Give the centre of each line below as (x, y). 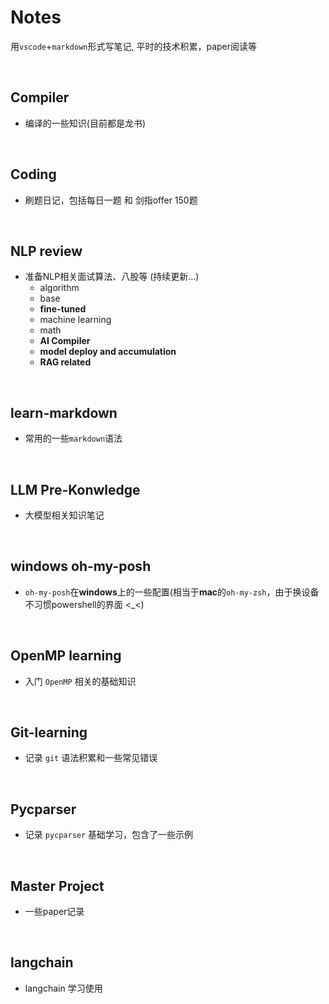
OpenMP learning (66, 656)
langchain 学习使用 (63, 988)
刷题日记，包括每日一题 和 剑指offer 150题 (111, 200)
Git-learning (49, 732)
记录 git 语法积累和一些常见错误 (91, 758)
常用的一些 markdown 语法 (73, 438)
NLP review (46, 251)
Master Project (57, 886)
